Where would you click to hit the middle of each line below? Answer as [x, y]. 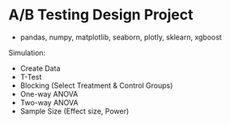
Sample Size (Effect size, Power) [75, 111]
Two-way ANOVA [49, 102]
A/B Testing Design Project [101, 15]
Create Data [40, 68]
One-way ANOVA [49, 93]
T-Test [31, 76]
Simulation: [27, 52]
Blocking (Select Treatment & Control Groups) [96, 85]
